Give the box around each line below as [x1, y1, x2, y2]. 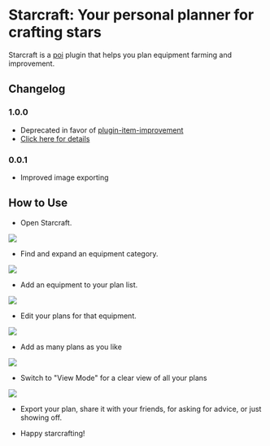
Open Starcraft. [20, 217, 72, 227]
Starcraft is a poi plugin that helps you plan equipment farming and [8, 50, 232, 59]
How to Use [8, 196, 68, 210]
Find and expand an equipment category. [20, 248, 159, 258]
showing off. [20, 413, 63, 422]
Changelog [8, 82, 66, 96]
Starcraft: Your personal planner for [8, 6, 255, 24]
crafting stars [8, 23, 102, 42]
